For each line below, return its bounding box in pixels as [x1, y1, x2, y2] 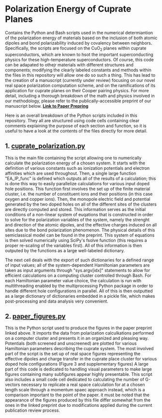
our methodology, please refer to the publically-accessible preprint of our [5, 98, 151, 104]
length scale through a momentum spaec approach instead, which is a [5, 387, 145, 393]
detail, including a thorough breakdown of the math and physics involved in [5, 93, 155, 98]
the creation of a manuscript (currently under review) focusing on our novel [5, 77, 156, 83]
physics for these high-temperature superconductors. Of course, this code [5, 57, 154, 63]
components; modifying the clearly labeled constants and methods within [5, 67, 151, 73]
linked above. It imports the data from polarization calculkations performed [5, 330, 154, 336]
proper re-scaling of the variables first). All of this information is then [5, 242, 142, 248]
